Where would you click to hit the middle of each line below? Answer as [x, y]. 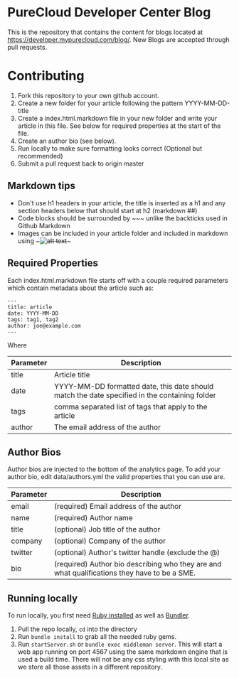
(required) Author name [93, 518]
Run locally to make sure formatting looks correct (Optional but [110, 148]
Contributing [46, 76]
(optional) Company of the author [110, 541]
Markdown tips [42, 186]
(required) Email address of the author [118, 507]
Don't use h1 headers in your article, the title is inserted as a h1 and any [122, 203]
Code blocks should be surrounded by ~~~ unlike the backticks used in [122, 218]
